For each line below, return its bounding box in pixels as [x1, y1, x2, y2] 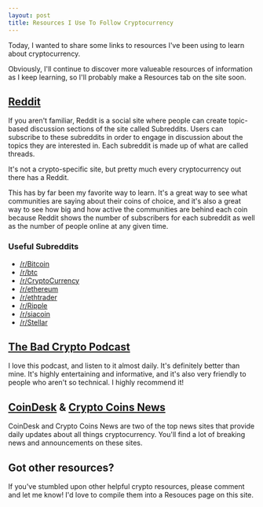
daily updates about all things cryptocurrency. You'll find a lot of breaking [8, 430, 246, 439]
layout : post [8, 11, 51, 20]
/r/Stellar [19, 318, 49, 327]
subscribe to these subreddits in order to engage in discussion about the [8, 133, 243, 142]
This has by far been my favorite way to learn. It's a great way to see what [8, 188, 248, 197]
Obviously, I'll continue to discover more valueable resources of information [8, 64, 253, 73]
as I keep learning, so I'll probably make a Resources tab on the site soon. [8, 72, 247, 82]
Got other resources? [8, 461, 115, 474]
